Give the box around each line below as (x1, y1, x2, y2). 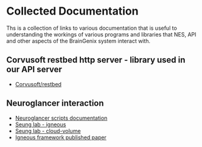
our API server (6, 64, 63, 75)
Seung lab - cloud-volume (15, 127, 81, 134)
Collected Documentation (6, 4, 139, 18)
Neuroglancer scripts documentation (15, 114, 108, 121)
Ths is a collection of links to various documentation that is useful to (6, 24, 178, 32)
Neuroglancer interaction (6, 98, 105, 109)
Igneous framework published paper (15, 134, 106, 141)
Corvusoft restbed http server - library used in (6, 55, 186, 65)
